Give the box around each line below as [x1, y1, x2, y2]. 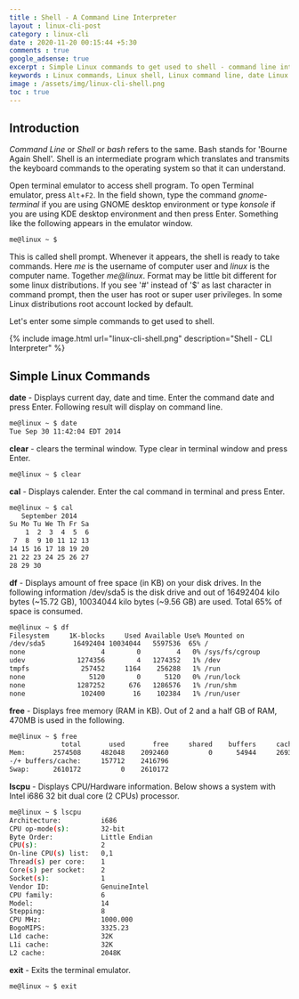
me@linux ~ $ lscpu [9, 808, 82, 816]
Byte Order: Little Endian [9, 832, 153, 841]
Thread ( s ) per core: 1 [9, 857, 105, 866]
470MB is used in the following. [9, 714, 125, 726]
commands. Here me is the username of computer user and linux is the [9, 261, 270, 272]
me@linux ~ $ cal [9, 503, 74, 512]
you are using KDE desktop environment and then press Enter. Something [9, 208, 279, 219]
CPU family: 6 [9, 890, 105, 899]
